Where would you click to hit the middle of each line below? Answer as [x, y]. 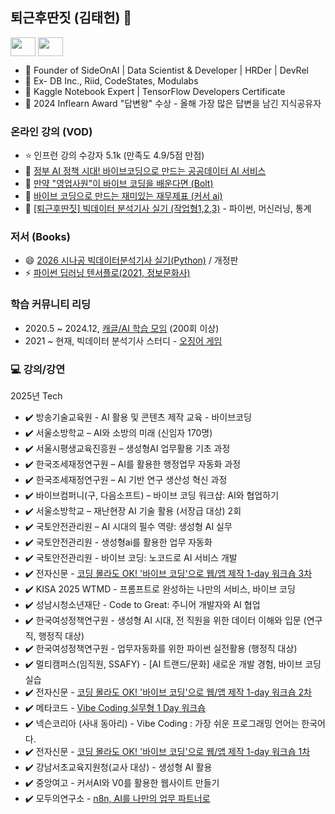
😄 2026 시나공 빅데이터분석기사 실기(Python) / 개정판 [131, 260]
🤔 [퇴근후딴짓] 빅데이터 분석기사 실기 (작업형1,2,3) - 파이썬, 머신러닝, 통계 [168, 209]
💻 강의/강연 [38, 369]
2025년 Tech [36, 396]
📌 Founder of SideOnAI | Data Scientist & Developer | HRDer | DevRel [166, 70]
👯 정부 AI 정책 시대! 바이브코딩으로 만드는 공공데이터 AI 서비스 [145, 171]
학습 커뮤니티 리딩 [51, 305]
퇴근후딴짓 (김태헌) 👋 [71, 18]
